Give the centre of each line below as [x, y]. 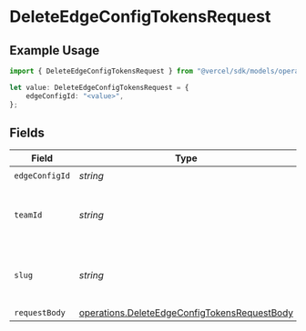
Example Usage [55, 50]
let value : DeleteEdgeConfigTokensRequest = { [99, 87]
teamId [28, 215]
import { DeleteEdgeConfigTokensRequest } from [102, 71]
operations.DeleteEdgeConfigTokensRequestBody [186, 313]
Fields [27, 132]
